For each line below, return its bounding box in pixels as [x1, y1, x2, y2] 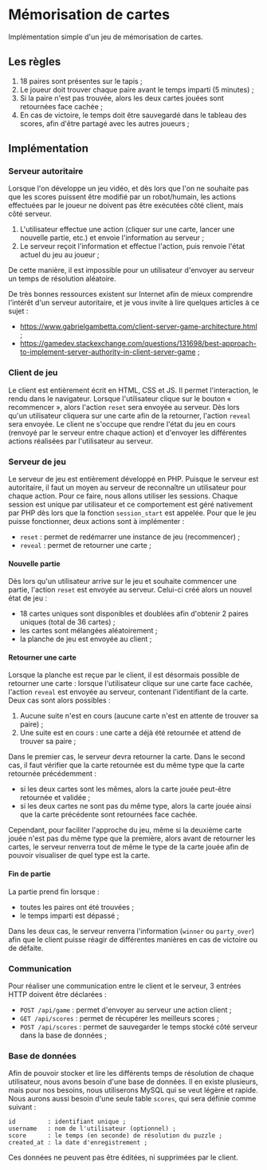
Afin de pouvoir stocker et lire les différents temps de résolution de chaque [8, 1069, 254, 1078]
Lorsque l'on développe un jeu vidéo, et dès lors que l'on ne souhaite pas [8, 183, 249, 193]
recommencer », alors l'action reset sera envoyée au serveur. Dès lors [8, 402, 241, 412]
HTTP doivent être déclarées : [8, 989, 107, 999]
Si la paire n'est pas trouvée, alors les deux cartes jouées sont [19, 93, 225, 103]
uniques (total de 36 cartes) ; [19, 617, 116, 627]
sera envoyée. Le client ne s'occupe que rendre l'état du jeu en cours [8, 419, 237, 428]
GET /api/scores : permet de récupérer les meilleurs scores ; [19, 1013, 219, 1022]
